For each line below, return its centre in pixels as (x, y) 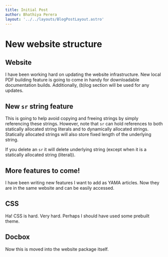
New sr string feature (39, 106)
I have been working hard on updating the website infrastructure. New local (83, 75)
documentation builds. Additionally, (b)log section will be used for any (77, 85)
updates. (14, 90)
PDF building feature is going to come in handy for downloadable (72, 80)
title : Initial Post (27, 10)
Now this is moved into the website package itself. (57, 249)
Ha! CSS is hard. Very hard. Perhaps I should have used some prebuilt (77, 216)
